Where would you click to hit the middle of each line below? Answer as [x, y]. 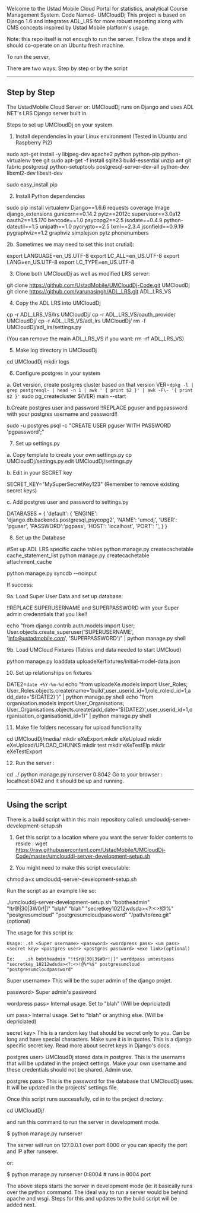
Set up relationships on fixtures [53, 672]
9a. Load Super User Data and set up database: [65, 596]
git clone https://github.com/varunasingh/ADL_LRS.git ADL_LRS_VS [89, 291]
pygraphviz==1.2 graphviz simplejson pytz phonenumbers [78, 233]
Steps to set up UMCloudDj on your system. [61, 125]
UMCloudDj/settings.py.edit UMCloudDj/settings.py [70, 461]
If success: [20, 585]
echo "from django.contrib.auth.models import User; [71, 626]
